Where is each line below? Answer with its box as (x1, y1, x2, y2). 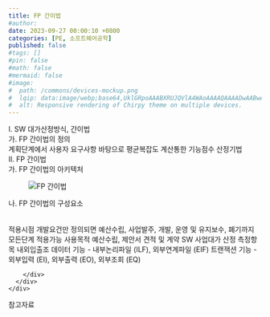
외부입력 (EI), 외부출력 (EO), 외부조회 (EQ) (8, 254, 141, 265)
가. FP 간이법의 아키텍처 (8, 165, 84, 174)
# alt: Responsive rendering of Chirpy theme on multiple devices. (8, 101, 243, 109)
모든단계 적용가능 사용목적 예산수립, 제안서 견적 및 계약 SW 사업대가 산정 (8, 234, 236, 245)
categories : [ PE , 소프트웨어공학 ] (8, 34, 112, 43)
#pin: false (8, 57, 48, 65)
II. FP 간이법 (8, 154, 47, 165)
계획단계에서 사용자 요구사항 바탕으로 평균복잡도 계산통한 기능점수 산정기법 (8, 144, 243, 154)
